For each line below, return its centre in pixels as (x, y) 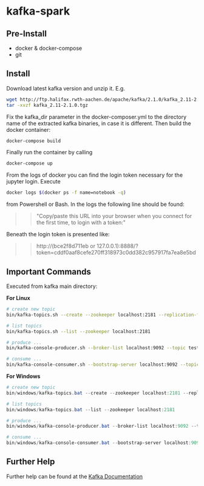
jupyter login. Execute (33, 182)
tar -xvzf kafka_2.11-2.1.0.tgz (47, 105)
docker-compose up (29, 163)
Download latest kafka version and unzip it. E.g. (66, 88)
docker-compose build (34, 141)
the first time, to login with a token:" (81, 222)
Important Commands (49, 272)
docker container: (29, 129)
